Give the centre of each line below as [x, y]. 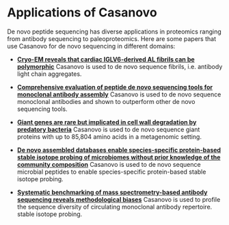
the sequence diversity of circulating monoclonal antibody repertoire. [114, 207]
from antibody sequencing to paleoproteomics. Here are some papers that [112, 38]
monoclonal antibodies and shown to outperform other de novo [106, 101]
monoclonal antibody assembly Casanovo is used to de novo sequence [119, 94]
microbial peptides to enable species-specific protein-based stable [111, 172]
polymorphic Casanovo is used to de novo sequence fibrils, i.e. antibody [120, 66]
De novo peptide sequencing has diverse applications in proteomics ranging [114, 31]
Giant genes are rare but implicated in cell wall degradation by [107, 122]
